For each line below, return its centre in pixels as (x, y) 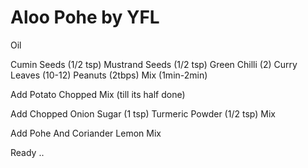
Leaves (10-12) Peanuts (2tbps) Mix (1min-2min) (109, 75)
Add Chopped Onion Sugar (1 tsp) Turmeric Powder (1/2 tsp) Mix (143, 113)
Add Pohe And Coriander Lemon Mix (86, 133)
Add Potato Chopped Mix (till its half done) (98, 94)
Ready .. (27, 152)
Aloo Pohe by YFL (85, 17)
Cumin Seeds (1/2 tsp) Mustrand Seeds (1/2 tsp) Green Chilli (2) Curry (154, 64)
